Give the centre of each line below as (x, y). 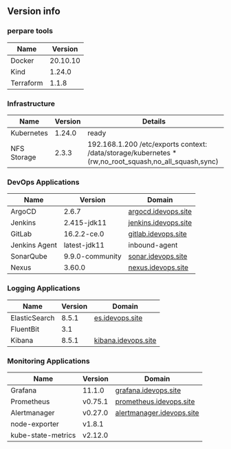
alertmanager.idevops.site (157, 412)
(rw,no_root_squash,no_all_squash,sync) (153, 161)
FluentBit (25, 329)
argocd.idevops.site (160, 212)
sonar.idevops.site (158, 257)
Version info (34, 11)
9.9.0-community (92, 257)
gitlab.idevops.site (157, 234)
